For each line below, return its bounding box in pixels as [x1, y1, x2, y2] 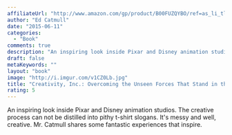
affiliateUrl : [7, 10, 48, 17]
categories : [7, 29, 41, 37]
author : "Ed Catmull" [7, 17, 70, 23]
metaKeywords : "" [7, 61, 57, 68]
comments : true [7, 42, 51, 49]
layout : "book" [7, 67, 51, 74]
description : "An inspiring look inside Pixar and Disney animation [7, 49, 209, 56]
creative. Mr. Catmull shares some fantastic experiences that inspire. [7, 121, 202, 129]
